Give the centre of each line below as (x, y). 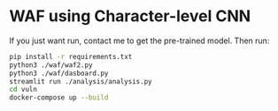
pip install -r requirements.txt (71, 56)
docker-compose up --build (59, 98)
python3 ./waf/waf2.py (51, 65)
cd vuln (23, 90)
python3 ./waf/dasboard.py (59, 73)
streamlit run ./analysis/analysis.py (81, 81)
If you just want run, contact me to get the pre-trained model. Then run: (139, 41)
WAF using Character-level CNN (130, 16)
